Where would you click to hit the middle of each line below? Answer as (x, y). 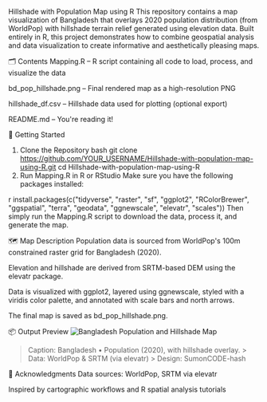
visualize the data (37, 73)
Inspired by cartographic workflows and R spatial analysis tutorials (117, 389)
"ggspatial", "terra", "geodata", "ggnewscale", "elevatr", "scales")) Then (126, 208)
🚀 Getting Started (37, 134)
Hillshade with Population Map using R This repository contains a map (123, 12)
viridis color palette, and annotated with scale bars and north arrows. (122, 300)
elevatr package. (36, 276)
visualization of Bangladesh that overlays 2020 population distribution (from (133, 20)
